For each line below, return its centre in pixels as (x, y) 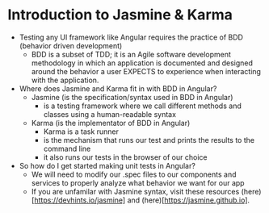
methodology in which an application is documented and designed (142, 63)
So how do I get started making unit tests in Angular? (107, 165)
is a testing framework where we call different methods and (142, 106)
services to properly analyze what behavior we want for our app (138, 182)
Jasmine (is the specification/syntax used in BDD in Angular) (132, 97)
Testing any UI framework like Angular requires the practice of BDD (131, 37)
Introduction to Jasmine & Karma (120, 15)
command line (67, 148)
